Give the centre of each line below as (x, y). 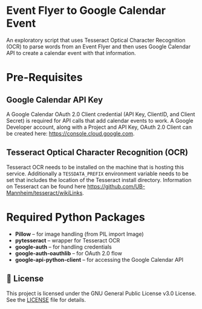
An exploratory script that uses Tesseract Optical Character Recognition (96, 40)
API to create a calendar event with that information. (71, 53)
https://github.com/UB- (116, 186)
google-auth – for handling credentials (63, 247)
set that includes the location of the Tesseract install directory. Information (99, 180)
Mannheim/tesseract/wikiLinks (44, 193)
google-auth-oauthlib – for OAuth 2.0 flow (68, 253)
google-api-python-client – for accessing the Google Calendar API (99, 259)
